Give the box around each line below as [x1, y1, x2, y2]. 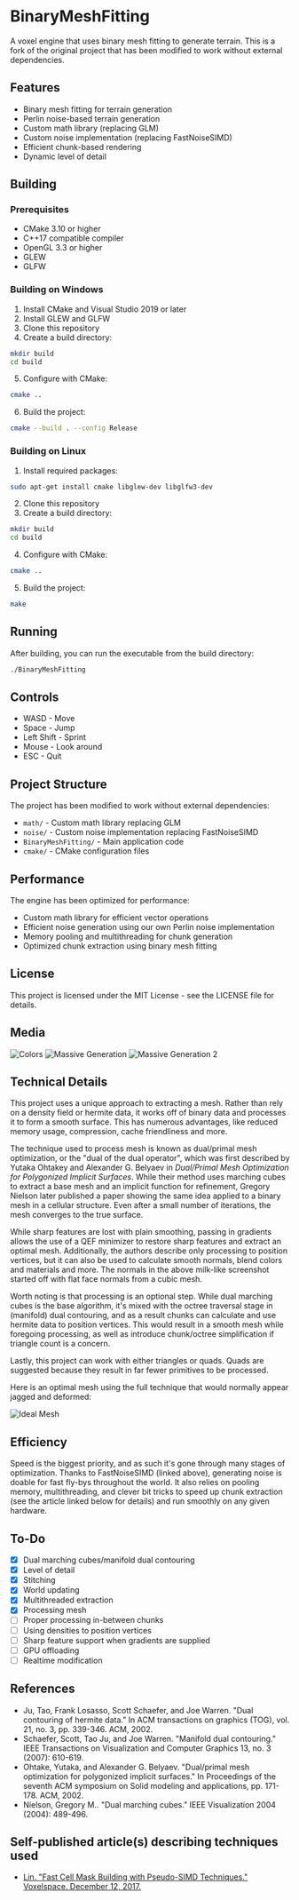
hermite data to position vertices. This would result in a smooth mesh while [10, 1319, 284, 1330]
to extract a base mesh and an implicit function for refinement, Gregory [10, 1181, 271, 1192]
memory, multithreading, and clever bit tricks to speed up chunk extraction [10, 1486, 283, 1498]
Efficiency [10, 1435, 67, 1450]
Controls [10, 689, 59, 704]
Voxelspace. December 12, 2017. [22, 1881, 141, 1892]
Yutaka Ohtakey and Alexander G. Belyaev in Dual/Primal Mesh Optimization [10, 1162, 289, 1173]
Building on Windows [10, 283, 104, 296]
